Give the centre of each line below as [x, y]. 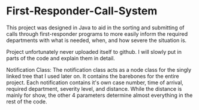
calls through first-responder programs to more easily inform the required [97, 33]
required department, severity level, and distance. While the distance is [94, 88]
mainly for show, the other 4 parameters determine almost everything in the [99, 95]
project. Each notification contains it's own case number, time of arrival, [95, 82]
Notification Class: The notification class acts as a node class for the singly [99, 69]
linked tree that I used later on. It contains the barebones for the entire [93, 76]
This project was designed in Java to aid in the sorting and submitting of [95, 27]
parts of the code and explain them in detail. [61, 58]
